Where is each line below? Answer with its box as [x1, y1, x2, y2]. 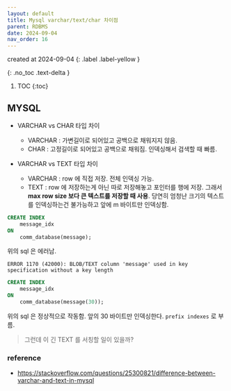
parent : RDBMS [7, 23, 49, 30]
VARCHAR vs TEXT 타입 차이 [17, 159, 99, 167]
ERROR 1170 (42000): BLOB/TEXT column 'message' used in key [7, 261, 189, 268]
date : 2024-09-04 [7, 29, 58, 37]
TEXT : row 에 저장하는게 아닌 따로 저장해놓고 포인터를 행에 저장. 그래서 [27, 183, 223, 191]
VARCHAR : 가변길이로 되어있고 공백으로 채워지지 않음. [27, 136, 177, 144]
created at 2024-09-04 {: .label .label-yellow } [7, 55, 141, 63]
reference [7, 353, 42, 363]
